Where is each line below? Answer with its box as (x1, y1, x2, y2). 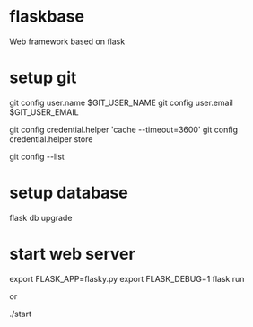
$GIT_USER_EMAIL (9, 106, 79, 118)
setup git (9, 67, 77, 88)
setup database (9, 182, 128, 203)
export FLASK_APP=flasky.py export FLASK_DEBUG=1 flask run (9, 273, 245, 284)
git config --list (9, 151, 65, 162)
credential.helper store (9, 133, 93, 145)
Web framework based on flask (9, 36, 126, 47)
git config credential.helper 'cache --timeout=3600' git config (9, 124, 239, 135)
